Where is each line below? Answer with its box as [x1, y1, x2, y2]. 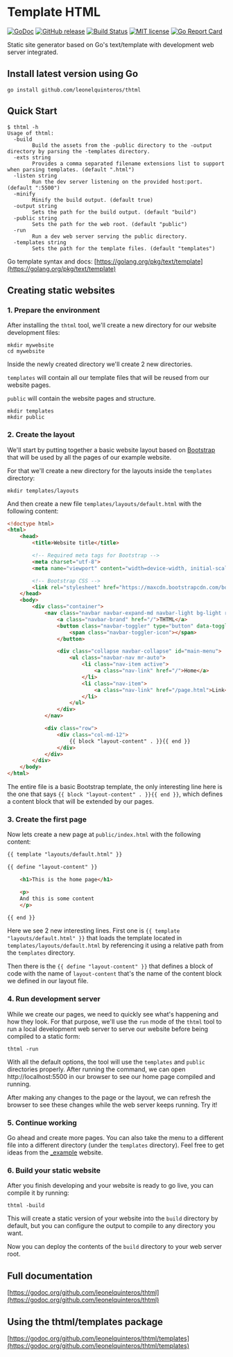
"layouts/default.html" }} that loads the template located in [7, 934, 182, 942]
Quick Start [7, 105, 58, 117]
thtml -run [7, 1045, 39, 1053]
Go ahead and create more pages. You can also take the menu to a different [7, 1134, 224, 1142]
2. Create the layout [7, 430, 75, 440]
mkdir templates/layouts [7, 487, 79, 494]
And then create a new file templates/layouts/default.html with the [7, 499, 202, 508]
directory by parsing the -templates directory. [7, 148, 150, 155]
